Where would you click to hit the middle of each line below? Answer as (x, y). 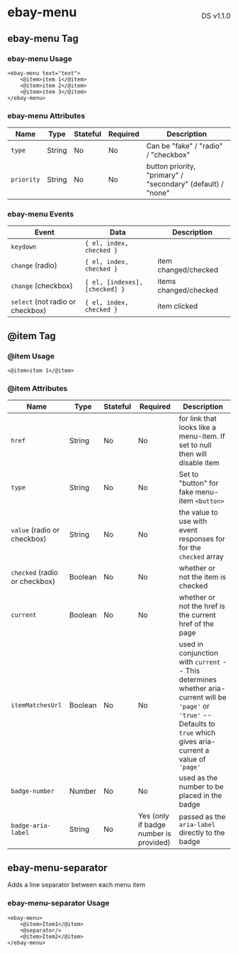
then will (193, 454)
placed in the (200, 796)
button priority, (171, 166)
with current (200, 662)
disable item (199, 463)
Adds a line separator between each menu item (76, 885)
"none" (158, 193)
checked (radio (35, 573)
